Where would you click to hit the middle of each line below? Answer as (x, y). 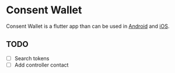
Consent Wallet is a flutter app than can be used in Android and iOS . (88, 26)
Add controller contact (41, 65)
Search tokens (32, 58)
